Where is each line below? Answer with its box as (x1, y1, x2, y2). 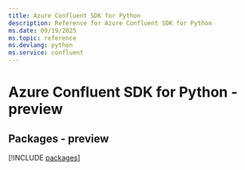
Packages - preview (8, 132, 109, 145)
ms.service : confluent (8, 49, 84, 57)
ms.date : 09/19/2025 (8, 26, 77, 34)
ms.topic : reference (8, 34, 77, 42)
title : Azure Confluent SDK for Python (8, 11, 141, 20)
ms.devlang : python (8, 42, 73, 49)
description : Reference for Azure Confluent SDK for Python (8, 19, 213, 27)
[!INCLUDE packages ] (8, 153, 81, 162)
